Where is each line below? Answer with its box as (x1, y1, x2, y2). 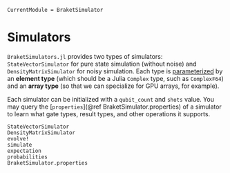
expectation (7, 147, 41, 154)
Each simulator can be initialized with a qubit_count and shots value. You (7, 95, 214, 103)
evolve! (7, 135, 30, 142)
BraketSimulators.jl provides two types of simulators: (7, 52, 163, 60)
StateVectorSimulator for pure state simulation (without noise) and (7, 60, 197, 68)
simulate (7, 141, 32, 148)
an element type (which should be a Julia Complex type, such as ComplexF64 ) (7, 74, 224, 82)
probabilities (7, 153, 48, 161)
